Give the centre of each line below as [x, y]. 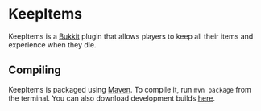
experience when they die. [52, 44]
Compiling [35, 70]
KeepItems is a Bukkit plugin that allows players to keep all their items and [131, 36]
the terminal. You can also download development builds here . [112, 98]
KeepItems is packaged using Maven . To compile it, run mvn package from [130, 89]
